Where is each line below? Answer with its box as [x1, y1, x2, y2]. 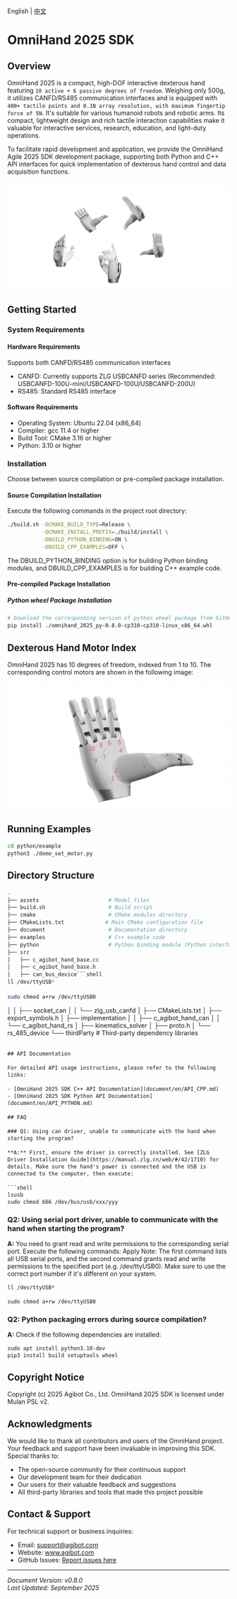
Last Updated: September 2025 [7, 1583, 100, 1592]
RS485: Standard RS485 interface [17, 387, 116, 395]
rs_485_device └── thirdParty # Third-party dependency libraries [7, 1028, 199, 1037]
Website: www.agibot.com [17, 1548, 95, 1557]
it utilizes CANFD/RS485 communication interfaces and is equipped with [7, 94, 217, 102]
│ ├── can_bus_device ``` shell [7, 971, 102, 978]
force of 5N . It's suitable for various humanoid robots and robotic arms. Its [7, 109, 225, 117]
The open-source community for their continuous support [17, 1466, 186, 1474]
